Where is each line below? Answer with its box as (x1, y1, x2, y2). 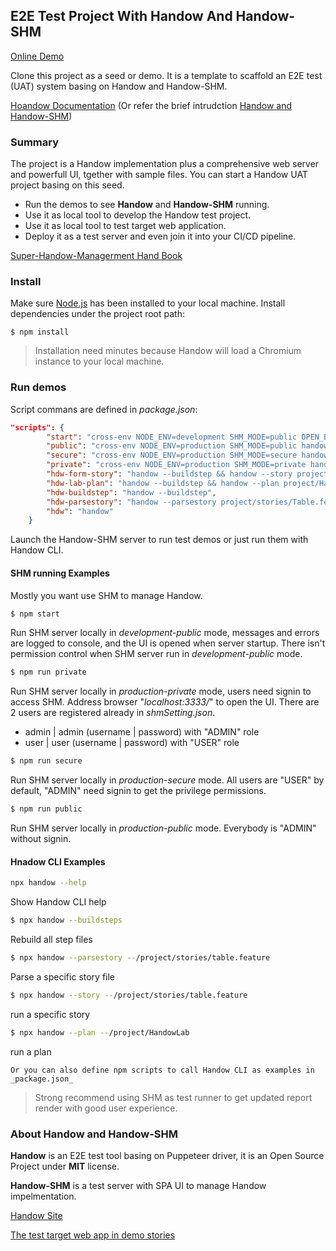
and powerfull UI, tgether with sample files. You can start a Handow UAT (10, 169, 308, 181)
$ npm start (10, 609, 60, 619)
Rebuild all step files (10, 933, 93, 945)
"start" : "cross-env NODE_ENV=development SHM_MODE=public (46, 432, 298, 442)
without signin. (10, 833, 72, 845)
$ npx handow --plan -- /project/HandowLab (10, 1027, 190, 1038)
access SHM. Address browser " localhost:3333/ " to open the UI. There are (10, 696, 320, 708)
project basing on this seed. (10, 179, 125, 191)
